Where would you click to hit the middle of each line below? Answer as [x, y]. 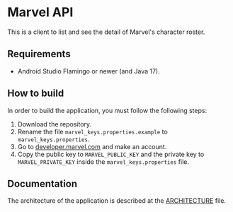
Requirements [39, 54]
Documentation [42, 183]
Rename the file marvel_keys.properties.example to [92, 131]
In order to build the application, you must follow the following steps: [107, 110]
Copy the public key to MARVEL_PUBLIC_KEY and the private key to [111, 154]
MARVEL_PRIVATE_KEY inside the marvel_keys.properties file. [103, 161]
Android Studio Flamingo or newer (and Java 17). [89, 71]
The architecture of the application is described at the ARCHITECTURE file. [117, 201]
